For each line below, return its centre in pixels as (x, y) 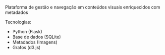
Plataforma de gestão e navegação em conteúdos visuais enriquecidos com (82, 7)
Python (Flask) (27, 31)
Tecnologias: (18, 22)
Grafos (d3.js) (26, 47)
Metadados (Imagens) (35, 42)
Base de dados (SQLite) (36, 37)
